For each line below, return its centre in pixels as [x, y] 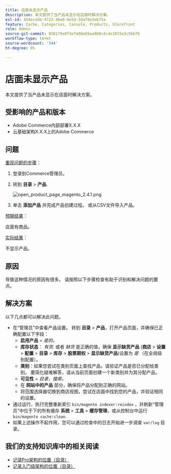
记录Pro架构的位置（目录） [41, 460]
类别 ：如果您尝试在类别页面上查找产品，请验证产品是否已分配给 [87, 366]
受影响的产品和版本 [35, 112]
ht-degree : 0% [20, 48]
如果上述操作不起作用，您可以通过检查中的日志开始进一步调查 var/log [86, 422]
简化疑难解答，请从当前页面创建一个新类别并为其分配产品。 [97, 372]
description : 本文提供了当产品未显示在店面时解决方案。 [58, 15]
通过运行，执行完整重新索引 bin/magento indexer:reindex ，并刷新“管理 [88, 404]
